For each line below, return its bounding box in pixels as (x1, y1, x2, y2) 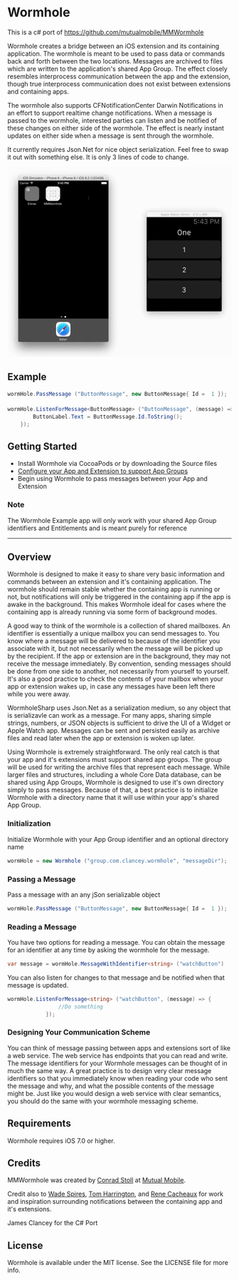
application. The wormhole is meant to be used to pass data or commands (7, 49, 225, 58)
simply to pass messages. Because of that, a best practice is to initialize (7, 786, 218, 794)
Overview (7, 551, 52, 563)
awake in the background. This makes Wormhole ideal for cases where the (7, 600, 226, 609)
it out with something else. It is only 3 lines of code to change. (7, 153, 189, 161)
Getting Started (7, 440, 78, 452)
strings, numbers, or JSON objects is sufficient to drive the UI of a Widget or (7, 718, 231, 728)
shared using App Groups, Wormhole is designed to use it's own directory (7, 778, 224, 787)
